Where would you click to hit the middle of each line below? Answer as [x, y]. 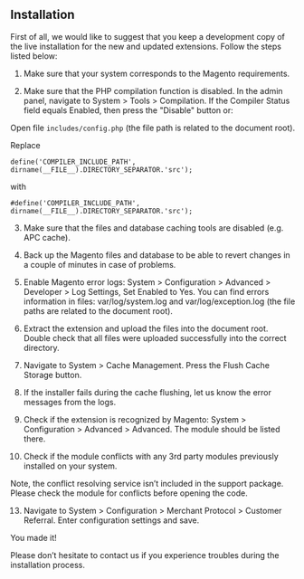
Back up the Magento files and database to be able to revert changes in [157, 255]
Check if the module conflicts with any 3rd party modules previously [151, 456]
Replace [25, 145]
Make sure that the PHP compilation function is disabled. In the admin [153, 90]
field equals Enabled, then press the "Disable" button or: [128, 110]
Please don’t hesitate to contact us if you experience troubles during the [145, 555]
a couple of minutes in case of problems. [100, 264]
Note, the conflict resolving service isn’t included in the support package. [147, 483]
